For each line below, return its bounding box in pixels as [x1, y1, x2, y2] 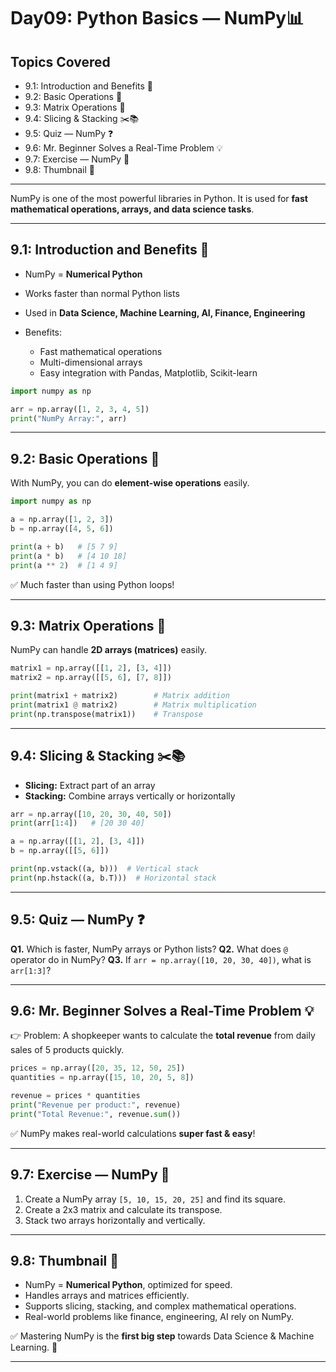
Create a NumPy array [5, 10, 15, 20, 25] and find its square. [24, 1193, 286, 1205]
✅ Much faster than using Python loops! [10, 578, 175, 590]
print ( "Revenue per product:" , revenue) [10, 1100, 182, 1110]
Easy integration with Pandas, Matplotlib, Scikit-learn [39, 366, 258, 379]
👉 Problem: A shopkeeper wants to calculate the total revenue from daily [10, 1030, 316, 1042]
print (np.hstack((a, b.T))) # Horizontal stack [10, 873, 217, 883]
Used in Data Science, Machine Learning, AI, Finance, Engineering [24, 306, 306, 319]
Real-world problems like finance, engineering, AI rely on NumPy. [24, 1311, 295, 1323]
